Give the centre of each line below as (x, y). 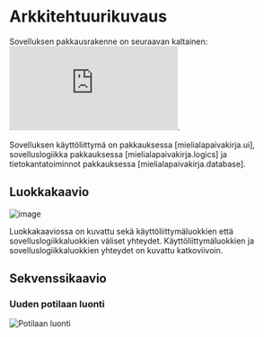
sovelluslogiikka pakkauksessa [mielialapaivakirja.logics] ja (118, 154)
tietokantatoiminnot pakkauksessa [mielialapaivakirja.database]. (128, 164)
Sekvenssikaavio (58, 279)
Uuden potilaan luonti (57, 305)
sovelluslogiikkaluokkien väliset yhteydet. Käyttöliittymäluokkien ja (132, 241)
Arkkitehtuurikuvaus (88, 17)
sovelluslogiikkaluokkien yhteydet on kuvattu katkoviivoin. (116, 250)
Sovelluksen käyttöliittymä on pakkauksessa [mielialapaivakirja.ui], (132, 145)
